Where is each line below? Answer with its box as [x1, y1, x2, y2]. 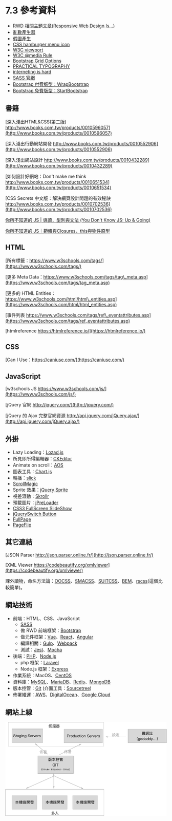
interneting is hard [12, 68, 52, 74]
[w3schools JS [5, 386, 37, 392]
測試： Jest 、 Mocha [20, 646, 62, 652]
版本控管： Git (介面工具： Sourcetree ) [12, 685, 92, 691]
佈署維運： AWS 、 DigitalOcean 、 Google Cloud [12, 692, 111, 698]
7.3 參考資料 [5, 5, 56, 16]
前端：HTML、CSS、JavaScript [12, 615, 80, 622]
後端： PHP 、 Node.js [12, 653, 56, 659]
